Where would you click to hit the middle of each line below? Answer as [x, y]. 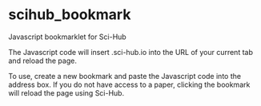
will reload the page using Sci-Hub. [66, 92]
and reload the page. [43, 61]
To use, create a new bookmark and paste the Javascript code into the [125, 76]
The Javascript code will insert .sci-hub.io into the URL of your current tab [131, 52]
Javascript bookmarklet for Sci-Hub [67, 37]
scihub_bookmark [70, 15]
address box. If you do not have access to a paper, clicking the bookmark [129, 84]
